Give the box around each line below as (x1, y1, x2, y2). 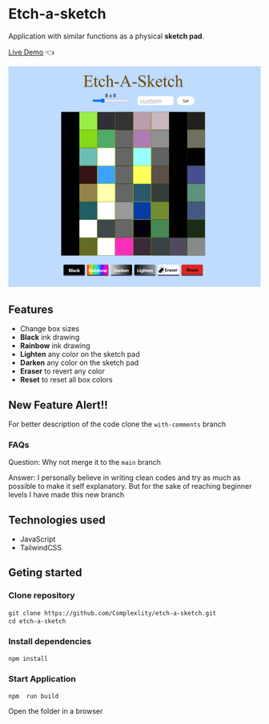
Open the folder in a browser (8, 706, 103, 716)
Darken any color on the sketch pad (19, 358, 139, 368)
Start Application (8, 674, 76, 684)
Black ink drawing (19, 333, 80, 342)
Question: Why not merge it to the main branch (8, 458, 162, 467)
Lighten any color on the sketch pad (19, 350, 140, 359)
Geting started (8, 566, 82, 580)
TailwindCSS (19, 543, 62, 553)
